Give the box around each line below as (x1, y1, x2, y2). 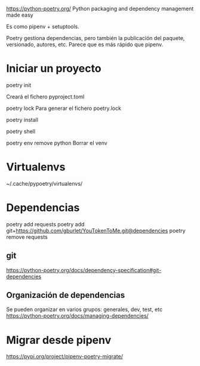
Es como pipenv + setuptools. (6, 23, 79, 30)
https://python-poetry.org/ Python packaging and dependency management (6, 5, 194, 12)
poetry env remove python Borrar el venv (6, 139, 107, 146)
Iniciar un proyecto (6, 62, 101, 75)
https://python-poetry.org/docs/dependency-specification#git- (6, 266, 162, 273)
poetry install (6, 116, 39, 123)
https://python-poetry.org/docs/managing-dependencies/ (6, 312, 149, 319)
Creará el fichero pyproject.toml (6, 93, 85, 100)
